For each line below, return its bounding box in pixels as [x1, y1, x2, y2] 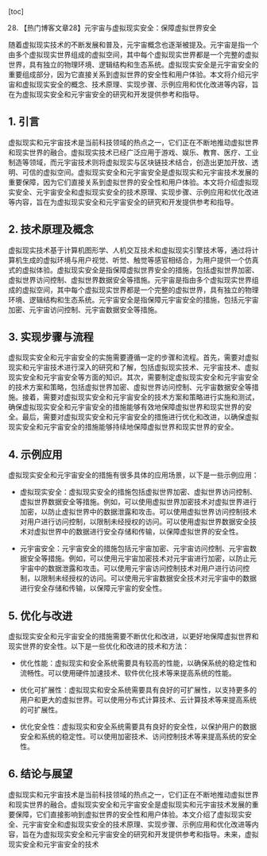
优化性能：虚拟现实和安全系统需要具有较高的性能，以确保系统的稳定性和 [19, 658, 257, 668]
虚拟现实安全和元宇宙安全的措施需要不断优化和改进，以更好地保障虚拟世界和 [8, 631, 259, 642]
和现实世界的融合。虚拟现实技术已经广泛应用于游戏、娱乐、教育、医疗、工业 [8, 147, 259, 157]
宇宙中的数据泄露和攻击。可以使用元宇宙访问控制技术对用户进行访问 [19, 564, 243, 573]
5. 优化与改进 [8, 609, 73, 623]
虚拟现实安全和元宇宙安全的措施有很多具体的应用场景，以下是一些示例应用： [8, 470, 259, 480]
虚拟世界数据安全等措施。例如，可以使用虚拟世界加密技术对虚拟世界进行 [19, 497, 257, 507]
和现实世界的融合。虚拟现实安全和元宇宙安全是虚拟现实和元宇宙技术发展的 [8, 800, 252, 809]
